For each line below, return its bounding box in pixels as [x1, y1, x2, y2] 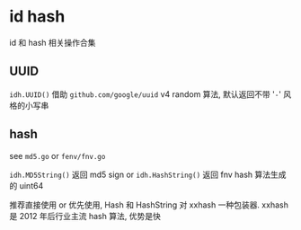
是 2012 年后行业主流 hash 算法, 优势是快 [9, 210, 162, 221]
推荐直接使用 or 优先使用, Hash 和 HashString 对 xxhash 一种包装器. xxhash [9, 199, 289, 210]
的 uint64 [9, 180, 44, 190]
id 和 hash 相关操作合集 [9, 37, 96, 48]
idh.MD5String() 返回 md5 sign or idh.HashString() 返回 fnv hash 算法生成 [9, 169, 287, 180]
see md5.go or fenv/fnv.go [9, 150, 106, 161]
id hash [9, 6, 66, 27]
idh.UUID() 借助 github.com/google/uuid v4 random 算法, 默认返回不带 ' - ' [9, 88, 281, 100]
